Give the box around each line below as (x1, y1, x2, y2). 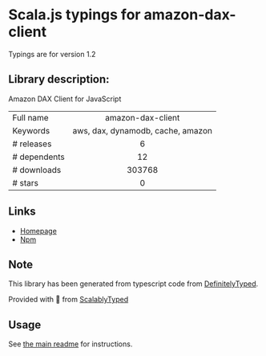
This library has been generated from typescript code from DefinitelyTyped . (8, 279, 259, 288)
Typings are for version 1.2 (8, 49, 96, 59)
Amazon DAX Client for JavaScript (8, 94, 122, 104)
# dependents (12, 151, 66, 162)
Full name (12, 112, 50, 123)
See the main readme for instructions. (8, 339, 133, 349)
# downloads (12, 164, 62, 175)
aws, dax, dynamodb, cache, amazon (72, 125, 212, 136)
